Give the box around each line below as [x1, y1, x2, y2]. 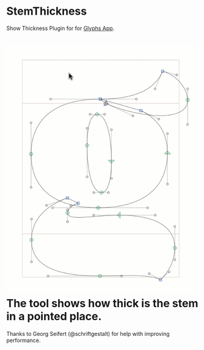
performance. [6, 337, 41, 344]
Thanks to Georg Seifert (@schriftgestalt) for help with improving [6, 330, 170, 337]
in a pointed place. [6, 310, 102, 324]
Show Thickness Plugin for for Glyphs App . [6, 24, 115, 32]
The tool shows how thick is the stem [6, 297, 199, 310]
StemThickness [6, 4, 87, 18]
